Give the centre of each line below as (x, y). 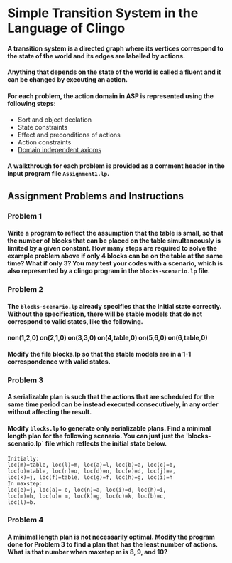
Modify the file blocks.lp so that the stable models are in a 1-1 (99, 354)
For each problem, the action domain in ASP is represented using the (111, 96)
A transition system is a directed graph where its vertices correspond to (115, 48)
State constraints (43, 127)
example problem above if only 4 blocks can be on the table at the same (115, 256)
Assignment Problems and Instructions (96, 196)
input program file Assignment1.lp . (59, 174)
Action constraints (44, 142)
